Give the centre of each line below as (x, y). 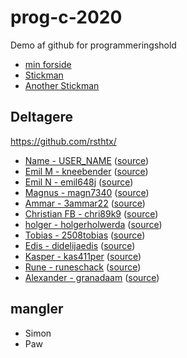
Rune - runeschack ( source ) (83, 267)
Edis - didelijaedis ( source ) (80, 245)
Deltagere (41, 117)
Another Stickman (62, 85)
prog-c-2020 (66, 17)
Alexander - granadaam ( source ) (92, 277)
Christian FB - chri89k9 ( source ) (91, 213)
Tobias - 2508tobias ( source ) (85, 235)
